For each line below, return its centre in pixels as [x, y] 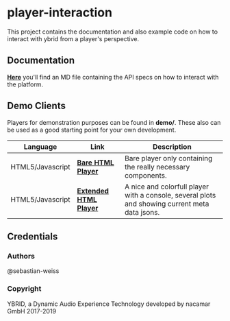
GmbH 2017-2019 [32, 311]
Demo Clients [37, 106]
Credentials [33, 236]
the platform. [25, 84]
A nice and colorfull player [167, 187]
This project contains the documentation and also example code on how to [112, 32]
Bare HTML [95, 163]
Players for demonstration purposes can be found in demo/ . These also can [114, 122]
